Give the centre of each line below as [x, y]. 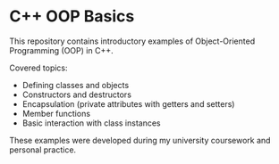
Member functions [56, 113]
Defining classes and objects [76, 85]
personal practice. [43, 150]
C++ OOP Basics [72, 16]
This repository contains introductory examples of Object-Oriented [132, 41]
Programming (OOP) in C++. [61, 50]
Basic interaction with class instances [91, 123]
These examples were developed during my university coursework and [140, 140]
